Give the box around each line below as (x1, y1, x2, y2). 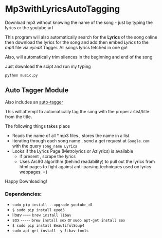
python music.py (5, 73, 38, 78)
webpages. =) (19, 169, 48, 175)
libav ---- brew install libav (12, 212, 72, 218)
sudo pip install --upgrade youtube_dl (12, 202, 93, 208)
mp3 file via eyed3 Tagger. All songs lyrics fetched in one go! (5, 44, 128, 50)
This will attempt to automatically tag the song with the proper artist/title (5, 108, 150, 114)
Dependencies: (5, 190, 42, 197)
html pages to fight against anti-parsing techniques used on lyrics (19, 163, 152, 169)
